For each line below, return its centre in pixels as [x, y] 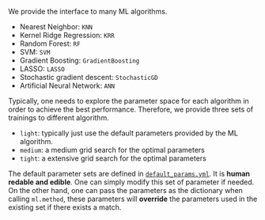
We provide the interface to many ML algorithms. [88, 11]
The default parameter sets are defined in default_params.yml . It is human [129, 174]
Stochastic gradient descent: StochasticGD [89, 77]
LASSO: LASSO [42, 69]
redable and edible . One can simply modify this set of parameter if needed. [131, 182]
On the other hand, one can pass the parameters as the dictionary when [126, 190]
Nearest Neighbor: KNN [56, 27]
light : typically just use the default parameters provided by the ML [129, 133]
